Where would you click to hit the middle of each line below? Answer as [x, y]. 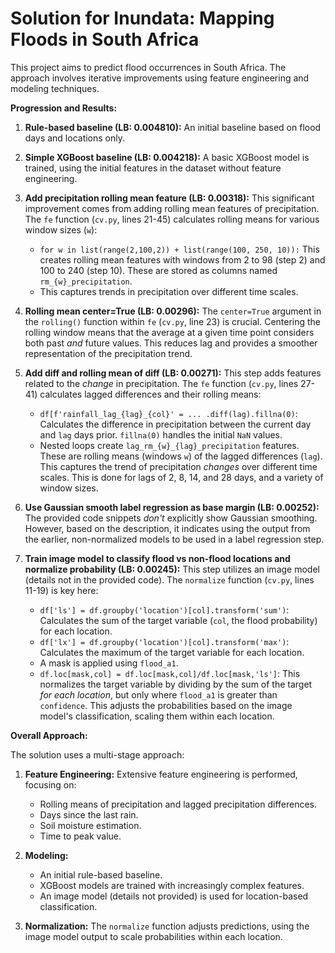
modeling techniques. [55, 88]
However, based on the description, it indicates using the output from [167, 528]
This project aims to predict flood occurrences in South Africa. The [148, 67]
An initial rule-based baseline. [101, 874]
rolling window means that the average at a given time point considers [169, 332]
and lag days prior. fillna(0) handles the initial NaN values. [161, 434]
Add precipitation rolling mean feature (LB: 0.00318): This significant [169, 198]
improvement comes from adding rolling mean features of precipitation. [172, 208]
